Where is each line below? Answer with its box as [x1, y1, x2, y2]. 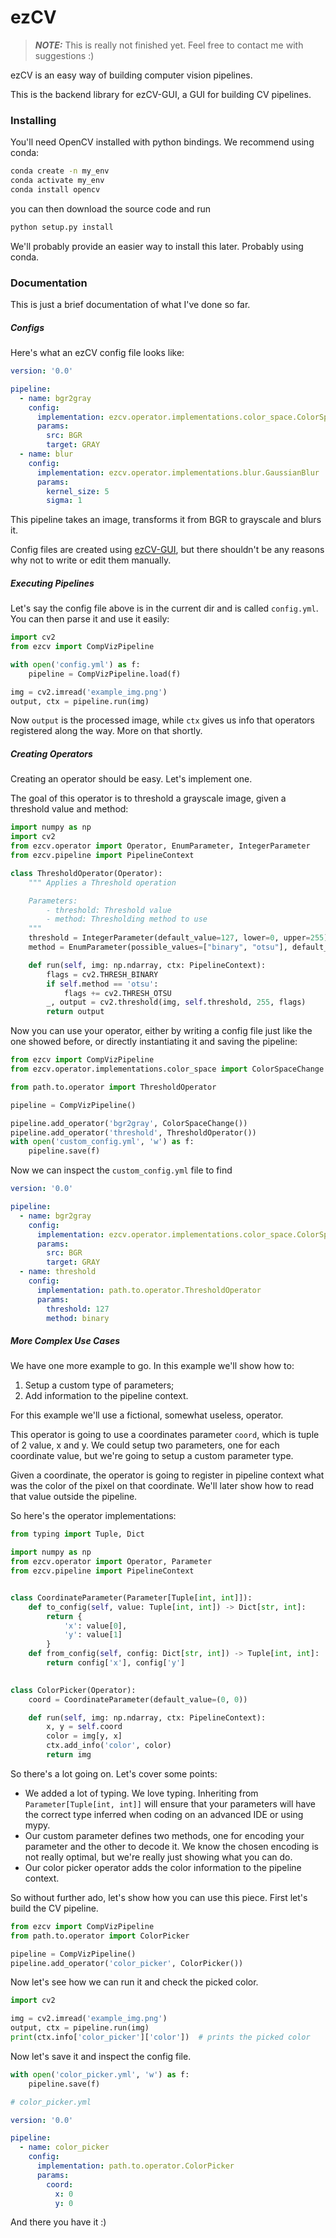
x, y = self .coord [46, 1722, 123, 1732]
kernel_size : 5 [46, 486, 110, 496]
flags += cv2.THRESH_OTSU [63, 988, 172, 998]
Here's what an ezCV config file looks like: [10, 347, 185, 358]
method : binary [46, 1313, 110, 1323]
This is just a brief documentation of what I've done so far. [10, 299, 251, 311]
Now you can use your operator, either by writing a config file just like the [10, 1025, 313, 1037]
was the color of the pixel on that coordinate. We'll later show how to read [10, 1480, 315, 1492]
